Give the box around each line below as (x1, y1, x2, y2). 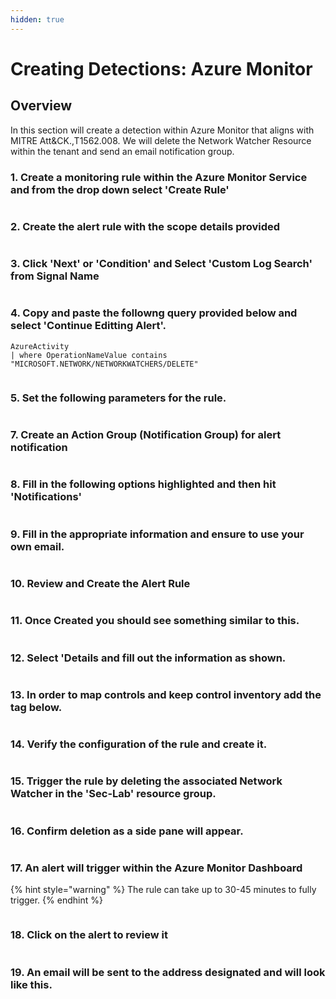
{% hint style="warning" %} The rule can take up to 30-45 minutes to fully (10, 884, 317, 896)
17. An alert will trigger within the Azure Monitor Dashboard (10, 861, 303, 875)
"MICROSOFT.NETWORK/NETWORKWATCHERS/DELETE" (10, 359, 199, 369)
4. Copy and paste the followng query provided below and (10, 306, 298, 320)
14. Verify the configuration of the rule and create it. (10, 737, 268, 751)
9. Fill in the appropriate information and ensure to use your (10, 527, 305, 541)
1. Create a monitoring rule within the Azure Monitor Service (10, 170, 308, 184)
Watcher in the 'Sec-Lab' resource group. (10, 787, 217, 801)
